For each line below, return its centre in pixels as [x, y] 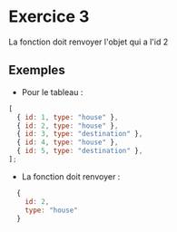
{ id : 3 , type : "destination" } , [80, 134]
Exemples [37, 70]
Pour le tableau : [52, 92]
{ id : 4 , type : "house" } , [68, 142]
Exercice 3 [49, 17]
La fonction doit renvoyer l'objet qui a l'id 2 [88, 42]
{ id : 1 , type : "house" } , [68, 117]
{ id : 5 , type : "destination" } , [80, 151]
